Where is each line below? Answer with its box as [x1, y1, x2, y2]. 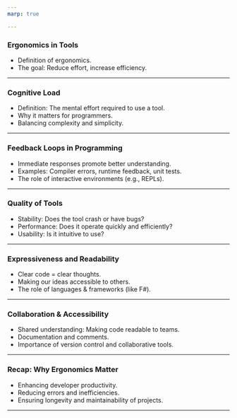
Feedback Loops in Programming [7, 143, 123, 153]
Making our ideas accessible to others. [17, 277, 130, 286]
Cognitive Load [7, 88, 61, 98]
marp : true [7, 10, 39, 18]
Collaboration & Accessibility [7, 309, 109, 319]
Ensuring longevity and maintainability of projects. [17, 395, 164, 404]
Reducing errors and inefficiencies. [17, 388, 120, 397]
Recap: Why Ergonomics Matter [7, 365, 119, 375]
